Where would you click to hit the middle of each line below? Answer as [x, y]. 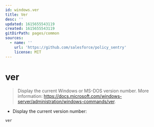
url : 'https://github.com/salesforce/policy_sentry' [70, 47]
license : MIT [28, 52]
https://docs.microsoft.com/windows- [83, 96]
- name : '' [21, 43]
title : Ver [17, 15]
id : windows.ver [22, 10]
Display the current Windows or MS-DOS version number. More [83, 91]
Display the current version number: [50, 111]
